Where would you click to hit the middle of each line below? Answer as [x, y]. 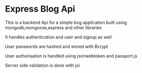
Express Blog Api [40, 9]
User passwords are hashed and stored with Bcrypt [57, 46]
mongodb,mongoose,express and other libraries [53, 27]
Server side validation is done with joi [43, 65]
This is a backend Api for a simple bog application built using [66, 22]
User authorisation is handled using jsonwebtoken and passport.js [71, 56]
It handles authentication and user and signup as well [58, 37]
